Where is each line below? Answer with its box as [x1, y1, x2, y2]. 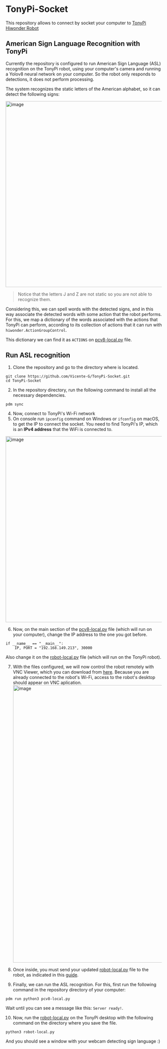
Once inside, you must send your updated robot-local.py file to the [12, 966, 149, 973]
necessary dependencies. [12, 392, 66, 398]
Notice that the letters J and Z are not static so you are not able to [17, 291, 153, 297]
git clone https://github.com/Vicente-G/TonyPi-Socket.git [5, 373, 130, 379]
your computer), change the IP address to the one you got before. [12, 631, 148, 637]
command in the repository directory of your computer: [12, 987, 126, 992]
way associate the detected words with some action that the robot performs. [5, 311, 162, 317]
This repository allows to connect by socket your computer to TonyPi [5, 20, 147, 26]
